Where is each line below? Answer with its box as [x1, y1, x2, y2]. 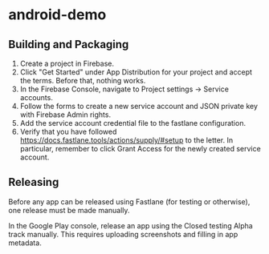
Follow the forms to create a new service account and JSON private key [19, 102, 259, 111]
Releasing [8, 175, 59, 189]
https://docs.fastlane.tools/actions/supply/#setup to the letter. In [19, 135, 234, 145]
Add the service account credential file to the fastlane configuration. [19, 119, 247, 127]
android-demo [8, 6, 107, 24]
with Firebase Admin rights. [19, 110, 111, 119]
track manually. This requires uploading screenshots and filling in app [8, 229, 238, 239]
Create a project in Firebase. [19, 58, 115, 68]
